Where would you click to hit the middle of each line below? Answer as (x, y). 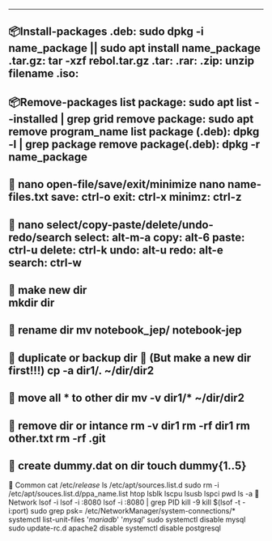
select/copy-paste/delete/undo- (130, 225)
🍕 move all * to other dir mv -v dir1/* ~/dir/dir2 (127, 398)
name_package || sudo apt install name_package (135, 48)
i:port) (19, 511)
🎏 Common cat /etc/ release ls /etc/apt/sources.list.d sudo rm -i (114, 485)
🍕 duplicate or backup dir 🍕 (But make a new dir (130, 358)
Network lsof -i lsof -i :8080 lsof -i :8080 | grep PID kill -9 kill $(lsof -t (124, 502)
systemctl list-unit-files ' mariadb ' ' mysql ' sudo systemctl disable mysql (127, 520)
